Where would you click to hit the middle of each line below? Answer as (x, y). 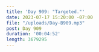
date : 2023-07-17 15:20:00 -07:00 (50, 17)
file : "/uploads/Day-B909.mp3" (46, 23)
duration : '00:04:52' (34, 34)
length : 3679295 (27, 39)
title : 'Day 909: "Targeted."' (46, 12)
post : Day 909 (24, 28)
